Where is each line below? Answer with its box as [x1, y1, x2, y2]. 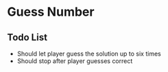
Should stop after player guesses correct [16, 57, 133, 65]
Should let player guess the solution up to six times [16, 49, 161, 58]
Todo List [7, 32, 48, 43]
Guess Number [7, 4, 95, 20]
